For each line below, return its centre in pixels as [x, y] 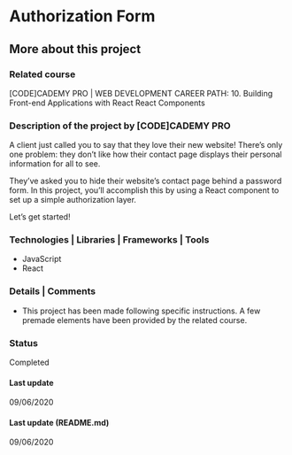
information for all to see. [55, 164]
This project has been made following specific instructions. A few [141, 311]
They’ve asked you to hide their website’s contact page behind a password [146, 181]
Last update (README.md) [59, 422]
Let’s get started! [40, 217]
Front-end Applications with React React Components [107, 103]
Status [23, 343]
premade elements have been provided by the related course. [134, 320]
